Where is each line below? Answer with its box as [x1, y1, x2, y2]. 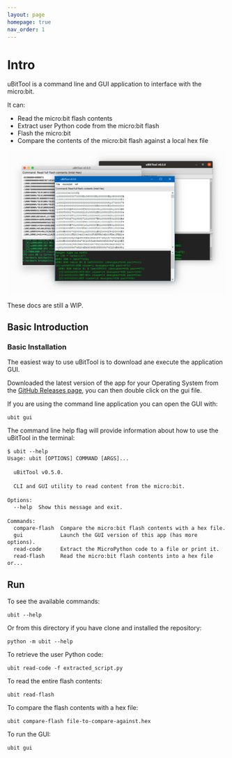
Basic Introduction [7, 321, 89, 333]
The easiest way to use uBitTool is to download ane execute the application [7, 358, 223, 366]
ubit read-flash [7, 691, 54, 699]
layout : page [7, 11, 45, 18]
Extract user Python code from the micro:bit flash [17, 122, 160, 130]
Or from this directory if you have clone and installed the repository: [7, 624, 202, 632]
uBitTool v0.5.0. [13, 469, 64, 476]
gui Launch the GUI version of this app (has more [13, 532, 198, 539]
